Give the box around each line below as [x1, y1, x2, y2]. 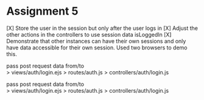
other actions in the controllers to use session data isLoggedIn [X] [6, 30, 172, 38]
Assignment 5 [6, 4, 79, 18]
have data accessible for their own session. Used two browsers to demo [6, 44, 188, 51]
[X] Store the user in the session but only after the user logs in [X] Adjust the [6, 24, 199, 32]
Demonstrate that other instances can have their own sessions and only [6, 37, 186, 45]
